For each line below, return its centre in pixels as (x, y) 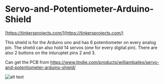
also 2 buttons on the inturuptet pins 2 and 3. (50, 53)
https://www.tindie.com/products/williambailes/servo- (105, 62)
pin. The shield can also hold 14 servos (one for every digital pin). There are (81, 47)
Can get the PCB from (27, 62)
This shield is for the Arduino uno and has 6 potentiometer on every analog (81, 42)
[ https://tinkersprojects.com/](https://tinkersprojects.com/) (64, 33)
